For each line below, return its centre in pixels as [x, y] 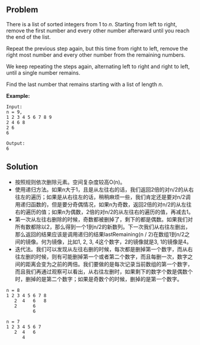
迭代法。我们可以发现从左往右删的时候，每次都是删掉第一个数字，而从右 [104, 249]
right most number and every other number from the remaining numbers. [96, 55]
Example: [18, 96]
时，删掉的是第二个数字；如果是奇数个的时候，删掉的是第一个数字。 [99, 279]
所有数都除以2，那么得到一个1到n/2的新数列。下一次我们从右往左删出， [103, 227]
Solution [22, 167]
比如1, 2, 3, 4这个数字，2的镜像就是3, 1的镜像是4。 [130, 242]
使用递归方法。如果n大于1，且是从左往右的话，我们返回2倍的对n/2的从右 [104, 189]
